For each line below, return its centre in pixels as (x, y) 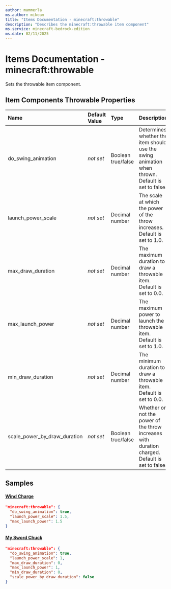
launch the (151, 321)
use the (148, 149)
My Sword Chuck (24, 538)
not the (147, 414)
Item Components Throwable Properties (70, 100)
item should (153, 142)
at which (149, 201)
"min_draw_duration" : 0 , (36, 572)
